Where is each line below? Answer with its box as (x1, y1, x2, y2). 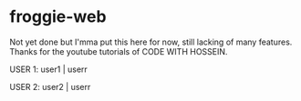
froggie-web (9, 6, 107, 27)
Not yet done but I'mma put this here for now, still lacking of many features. (9, 36, 293, 47)
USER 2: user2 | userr (9, 81, 91, 92)
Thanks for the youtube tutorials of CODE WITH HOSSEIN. (9, 45, 228, 56)
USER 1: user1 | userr (9, 64, 88, 75)
